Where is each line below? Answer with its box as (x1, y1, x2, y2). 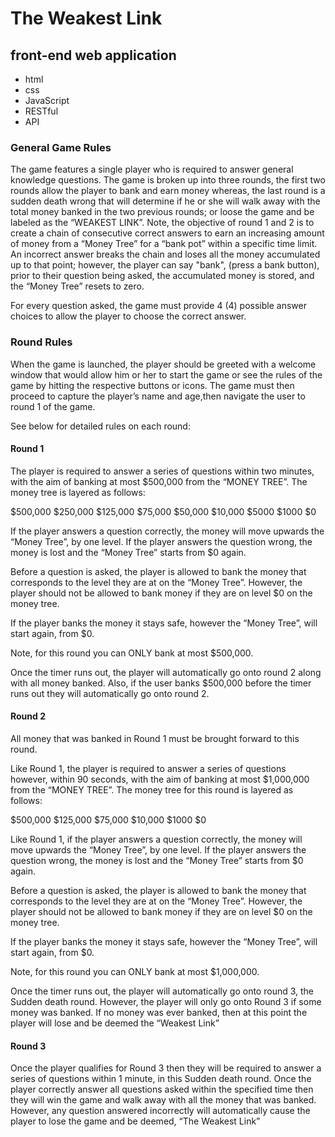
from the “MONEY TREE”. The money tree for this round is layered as (10, 784, 294, 796)
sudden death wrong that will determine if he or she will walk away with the (10, 195, 321, 207)
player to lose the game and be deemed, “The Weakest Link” (10, 1115, 261, 1127)
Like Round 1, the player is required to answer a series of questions (10, 763, 287, 774)
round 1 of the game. (10, 400, 96, 412)
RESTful (24, 105, 59, 117)
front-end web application (10, 47, 177, 64)
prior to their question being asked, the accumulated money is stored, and (10, 270, 315, 282)
